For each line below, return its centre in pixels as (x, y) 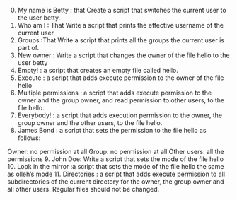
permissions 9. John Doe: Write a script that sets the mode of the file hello (116, 159)
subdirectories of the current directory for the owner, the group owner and (116, 182)
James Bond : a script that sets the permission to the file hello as (112, 130)
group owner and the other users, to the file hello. (90, 123)
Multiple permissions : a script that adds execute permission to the (115, 93)
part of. (28, 48)
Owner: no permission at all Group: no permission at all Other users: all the (116, 152)
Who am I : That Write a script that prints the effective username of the (121, 25)
